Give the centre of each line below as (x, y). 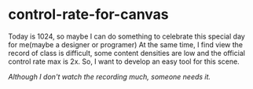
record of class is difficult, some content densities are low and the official (127, 53)
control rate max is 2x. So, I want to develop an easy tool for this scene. (124, 61)
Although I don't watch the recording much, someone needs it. (109, 76)
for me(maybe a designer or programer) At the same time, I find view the (126, 44)
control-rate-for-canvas (88, 15)
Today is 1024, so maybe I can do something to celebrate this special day (126, 36)
